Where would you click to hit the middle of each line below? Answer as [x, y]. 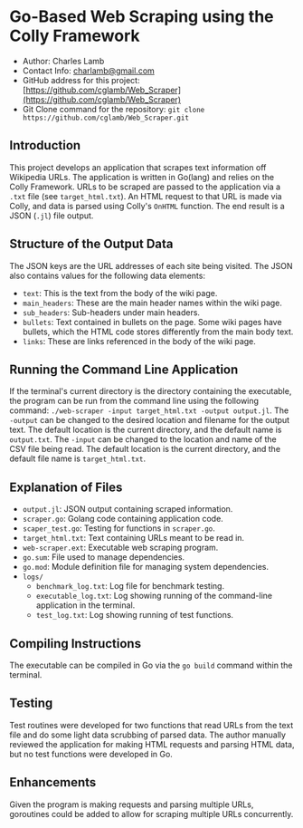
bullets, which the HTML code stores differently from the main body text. [158, 332]
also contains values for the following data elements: [108, 275]
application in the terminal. [85, 605]
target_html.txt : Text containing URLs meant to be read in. [133, 538]
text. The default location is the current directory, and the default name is [146, 430]
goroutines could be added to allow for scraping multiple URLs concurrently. [151, 814]
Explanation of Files [66, 487]
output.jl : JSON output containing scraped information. [128, 509]
